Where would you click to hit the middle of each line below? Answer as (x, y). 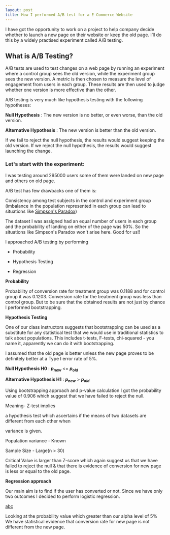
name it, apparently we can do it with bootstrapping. (60, 343)
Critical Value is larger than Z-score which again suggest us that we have (82, 461)
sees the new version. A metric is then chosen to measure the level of (78, 79)
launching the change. (29, 151)
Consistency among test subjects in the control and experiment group (78, 200)
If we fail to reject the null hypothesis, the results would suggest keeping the (85, 140)
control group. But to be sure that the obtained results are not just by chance (85, 302)
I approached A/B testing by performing (47, 242)
